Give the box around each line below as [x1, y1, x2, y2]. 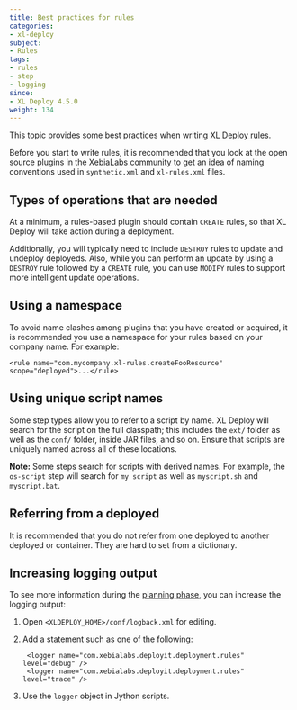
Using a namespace [9, 298, 123, 313]
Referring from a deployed [9, 506, 160, 522]
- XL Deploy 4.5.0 [9, 96, 78, 106]
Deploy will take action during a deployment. [9, 226, 175, 237]
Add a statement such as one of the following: [22, 634, 193, 644]
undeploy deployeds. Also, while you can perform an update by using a [9, 253, 274, 264]
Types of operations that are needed [9, 193, 218, 208]
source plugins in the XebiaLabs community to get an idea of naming [9, 157, 265, 167]
